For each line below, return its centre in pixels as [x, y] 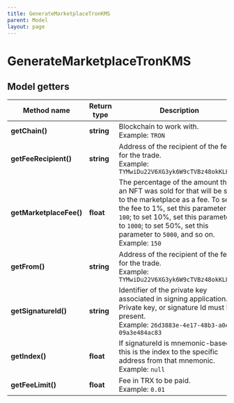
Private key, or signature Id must [172, 308]
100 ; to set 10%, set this [158, 217]
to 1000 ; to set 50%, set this [164, 226]
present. [132, 316]
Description [180, 111]
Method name [47, 111]
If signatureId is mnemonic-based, [175, 343]
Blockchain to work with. [159, 127]
